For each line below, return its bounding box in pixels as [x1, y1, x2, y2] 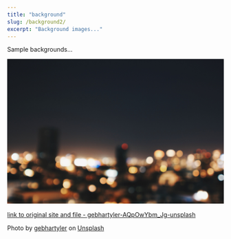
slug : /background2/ [7, 18, 67, 25]
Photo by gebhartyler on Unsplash [7, 224, 104, 232]
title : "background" [7, 11, 67, 18]
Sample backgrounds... [7, 45, 73, 54]
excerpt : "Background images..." [7, 25, 103, 32]
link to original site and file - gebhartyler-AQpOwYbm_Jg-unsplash [7, 211, 196, 219]
